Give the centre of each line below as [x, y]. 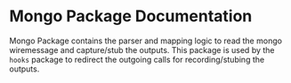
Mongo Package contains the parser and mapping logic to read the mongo [146, 41]
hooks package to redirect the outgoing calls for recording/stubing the [137, 59]
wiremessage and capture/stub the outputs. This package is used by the [142, 49]
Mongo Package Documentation [131, 16]
